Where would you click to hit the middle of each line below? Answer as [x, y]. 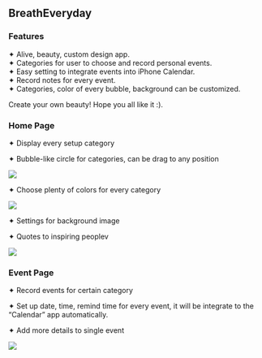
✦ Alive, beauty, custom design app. [69, 54]
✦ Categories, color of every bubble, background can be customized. [125, 88]
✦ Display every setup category [62, 143]
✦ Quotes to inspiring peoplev [59, 236]
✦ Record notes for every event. [62, 80]
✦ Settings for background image [64, 220]
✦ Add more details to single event [66, 330]
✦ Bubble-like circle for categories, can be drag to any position [114, 158]
